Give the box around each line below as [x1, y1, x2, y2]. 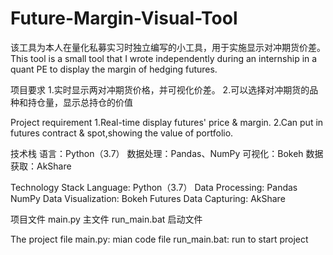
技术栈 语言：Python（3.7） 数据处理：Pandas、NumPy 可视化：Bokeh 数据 [10, 147, 324, 159]
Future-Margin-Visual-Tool [10, 7, 238, 30]
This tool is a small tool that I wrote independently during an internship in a [10, 52, 318, 64]
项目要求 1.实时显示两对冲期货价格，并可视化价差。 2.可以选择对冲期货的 [10, 83, 310, 96]
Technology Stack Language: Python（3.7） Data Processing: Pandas [10, 181, 298, 193]
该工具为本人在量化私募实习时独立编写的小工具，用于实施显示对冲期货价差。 [10, 41, 326, 53]
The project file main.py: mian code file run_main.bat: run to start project [10, 233, 309, 245]
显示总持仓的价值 [62, 96, 133, 108]
